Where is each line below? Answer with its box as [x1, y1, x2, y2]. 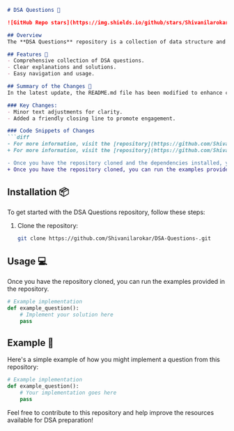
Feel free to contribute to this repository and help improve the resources [7, 408, 214, 416]
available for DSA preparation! [7, 416, 94, 424]
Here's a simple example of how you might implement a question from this [7, 356, 221, 364]
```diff [7, 134, 30, 141]
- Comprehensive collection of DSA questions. [7, 57, 145, 64]
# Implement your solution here [19, 311, 114, 318]
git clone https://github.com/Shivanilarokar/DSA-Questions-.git [17, 235, 211, 242]
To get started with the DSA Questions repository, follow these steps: [7, 208, 205, 216]
